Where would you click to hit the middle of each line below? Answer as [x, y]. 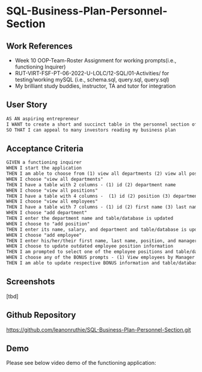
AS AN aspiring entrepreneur [43, 118]
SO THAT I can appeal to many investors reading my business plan [91, 130]
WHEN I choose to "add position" [48, 224]
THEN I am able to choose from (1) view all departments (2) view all [96, 174]
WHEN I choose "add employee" [44, 235]
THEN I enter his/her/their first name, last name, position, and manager [102, 241]
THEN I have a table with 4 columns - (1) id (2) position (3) [88, 196]
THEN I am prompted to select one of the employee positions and [90, 252]
